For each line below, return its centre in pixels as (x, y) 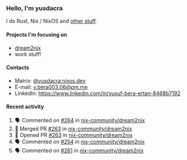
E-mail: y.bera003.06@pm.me (51, 87)
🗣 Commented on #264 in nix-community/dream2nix (80, 120)
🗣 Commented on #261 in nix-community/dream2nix (79, 150)
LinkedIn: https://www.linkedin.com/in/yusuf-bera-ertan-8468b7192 (98, 93)
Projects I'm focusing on (37, 34)
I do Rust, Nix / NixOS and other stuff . (52, 21)
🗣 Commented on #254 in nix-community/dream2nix (80, 141)
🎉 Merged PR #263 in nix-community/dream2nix (73, 129)
